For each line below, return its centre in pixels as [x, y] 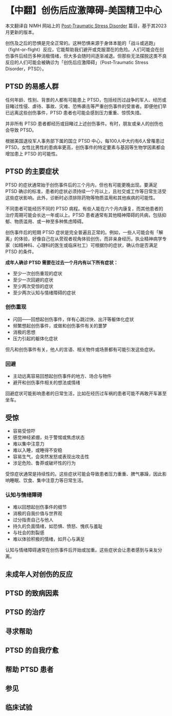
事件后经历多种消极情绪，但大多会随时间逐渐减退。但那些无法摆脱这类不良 [88, 56]
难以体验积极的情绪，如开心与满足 [49, 539]
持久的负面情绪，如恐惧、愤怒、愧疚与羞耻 [58, 526]
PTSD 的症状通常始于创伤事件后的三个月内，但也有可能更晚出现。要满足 [81, 185]
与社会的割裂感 [28, 533]
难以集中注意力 [28, 443]
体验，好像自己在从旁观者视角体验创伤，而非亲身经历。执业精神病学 [90, 239]
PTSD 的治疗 [25, 612]
